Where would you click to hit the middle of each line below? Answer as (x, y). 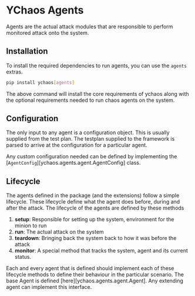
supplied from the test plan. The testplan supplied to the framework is (90, 139)
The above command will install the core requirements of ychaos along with (97, 94)
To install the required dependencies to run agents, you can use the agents (96, 65)
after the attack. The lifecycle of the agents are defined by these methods (95, 208)
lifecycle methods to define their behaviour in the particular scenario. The (95, 275)
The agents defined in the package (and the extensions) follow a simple (93, 195)
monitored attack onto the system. (48, 32)
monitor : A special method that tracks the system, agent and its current (101, 251)
